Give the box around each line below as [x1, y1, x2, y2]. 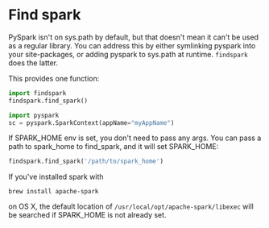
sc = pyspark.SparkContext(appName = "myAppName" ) [8, 118, 175, 126]
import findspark [8, 89, 67, 97]
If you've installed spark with [8, 172, 104, 182]
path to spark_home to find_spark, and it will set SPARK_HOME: [8, 142, 219, 151]
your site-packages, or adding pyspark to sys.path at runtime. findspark [8, 49, 248, 59]
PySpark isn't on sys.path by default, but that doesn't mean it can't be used [8, 32, 259, 42]
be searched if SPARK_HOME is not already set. [8, 210, 167, 220]
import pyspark [8, 111, 60, 119]
